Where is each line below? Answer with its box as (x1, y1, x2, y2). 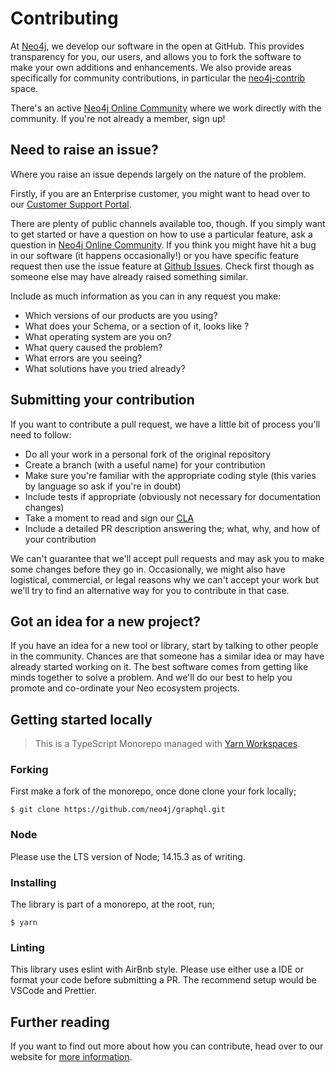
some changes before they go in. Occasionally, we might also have (10, 563, 286, 575)
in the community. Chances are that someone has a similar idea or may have (10, 650, 325, 662)
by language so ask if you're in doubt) (24, 480, 182, 492)
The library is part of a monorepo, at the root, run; (10, 898, 216, 911)
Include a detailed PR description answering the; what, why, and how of (24, 522, 321, 534)
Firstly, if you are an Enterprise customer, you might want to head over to (10, 187, 311, 199)
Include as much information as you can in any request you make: (10, 290, 282, 302)
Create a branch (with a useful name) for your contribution (24, 458, 266, 471)
